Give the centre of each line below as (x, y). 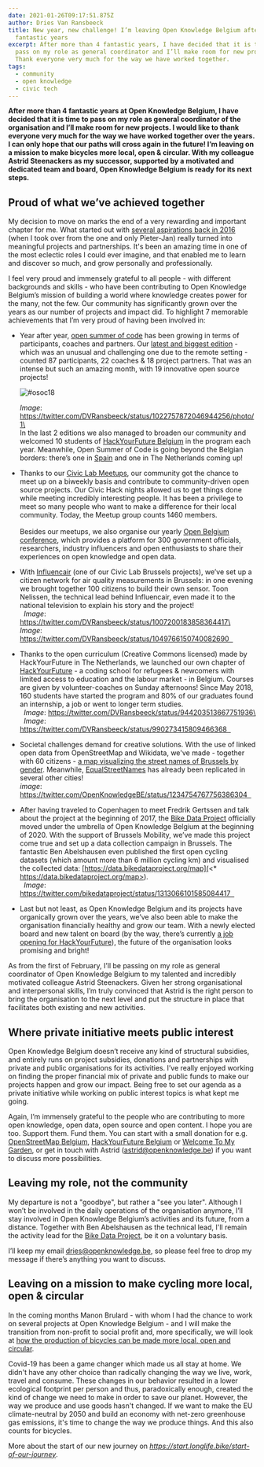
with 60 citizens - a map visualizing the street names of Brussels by (129, 761)
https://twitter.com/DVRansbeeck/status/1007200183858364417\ (125, 622)
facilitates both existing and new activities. (77, 1008)
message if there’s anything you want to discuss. (87, 1259)
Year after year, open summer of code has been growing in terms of (129, 336)
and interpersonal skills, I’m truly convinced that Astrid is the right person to (131, 991)
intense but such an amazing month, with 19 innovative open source (129, 369)
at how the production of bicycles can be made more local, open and (119, 1340)
